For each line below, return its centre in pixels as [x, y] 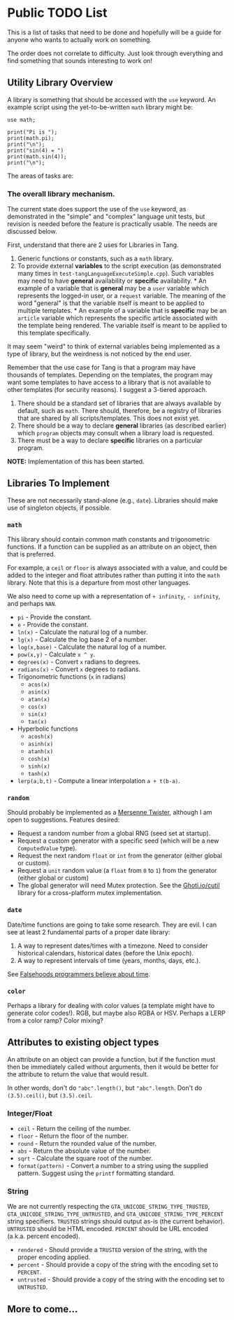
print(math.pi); [31, 138]
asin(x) [39, 692]
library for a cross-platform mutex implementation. [90, 893]
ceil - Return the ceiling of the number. [74, 1129]
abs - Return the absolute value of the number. [84, 1151]
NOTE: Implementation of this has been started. [76, 462]
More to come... [43, 1309]
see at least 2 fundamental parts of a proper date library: [89, 932]
